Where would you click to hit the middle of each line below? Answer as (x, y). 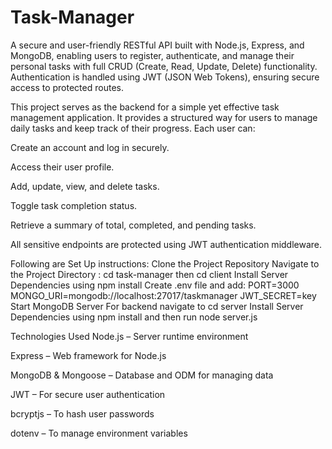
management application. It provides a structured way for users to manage (164, 117)
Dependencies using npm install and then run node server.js (134, 317)
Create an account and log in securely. (90, 147)
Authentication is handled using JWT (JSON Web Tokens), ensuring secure (165, 77)
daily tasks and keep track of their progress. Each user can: (133, 128)
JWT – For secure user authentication (88, 394)
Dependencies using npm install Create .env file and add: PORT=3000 (155, 285)
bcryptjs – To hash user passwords (82, 413)
